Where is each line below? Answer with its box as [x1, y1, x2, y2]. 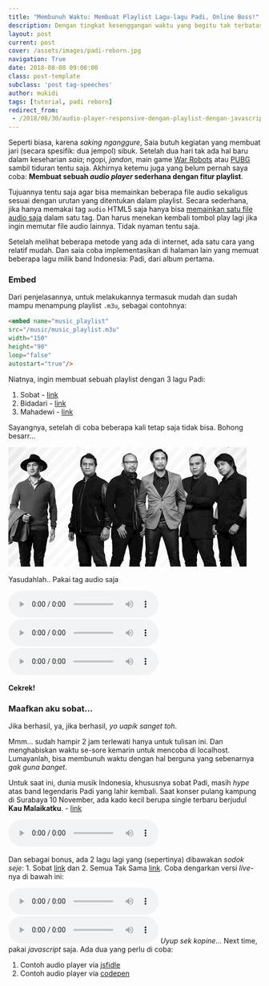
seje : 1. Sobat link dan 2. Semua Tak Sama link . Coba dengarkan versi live [8, 863, 251, 873]
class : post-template [8, 72, 81, 80]
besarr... [8, 430, 36, 441]
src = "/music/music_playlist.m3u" [8, 326, 120, 334]
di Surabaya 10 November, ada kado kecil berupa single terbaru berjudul [8, 795, 247, 805]
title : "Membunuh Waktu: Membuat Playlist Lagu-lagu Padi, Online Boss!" [8, 13, 260, 21]
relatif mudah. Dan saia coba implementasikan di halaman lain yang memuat [8, 246, 259, 255]
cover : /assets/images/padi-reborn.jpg [8, 47, 142, 55]
